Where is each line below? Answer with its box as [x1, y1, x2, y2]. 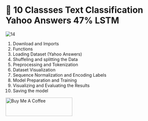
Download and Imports [12, 40, 59, 46]
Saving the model [12, 88, 49, 93]
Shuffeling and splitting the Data [12, 56, 78, 62]
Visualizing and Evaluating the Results [12, 82, 90, 88]
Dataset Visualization [12, 66, 56, 73]
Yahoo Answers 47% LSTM [5, 15, 119, 26]
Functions [12, 46, 33, 52]
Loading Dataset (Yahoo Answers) [12, 51, 83, 57]
